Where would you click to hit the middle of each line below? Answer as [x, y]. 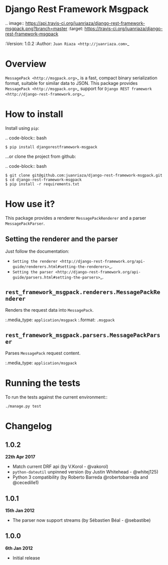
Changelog [29, 426]
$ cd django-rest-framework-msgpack [43, 179]
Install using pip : [22, 128]
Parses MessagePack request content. [43, 353]
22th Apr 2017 [20, 457]
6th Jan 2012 [19, 548]
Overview [26, 64]
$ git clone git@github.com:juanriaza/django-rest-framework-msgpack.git [84, 175]
